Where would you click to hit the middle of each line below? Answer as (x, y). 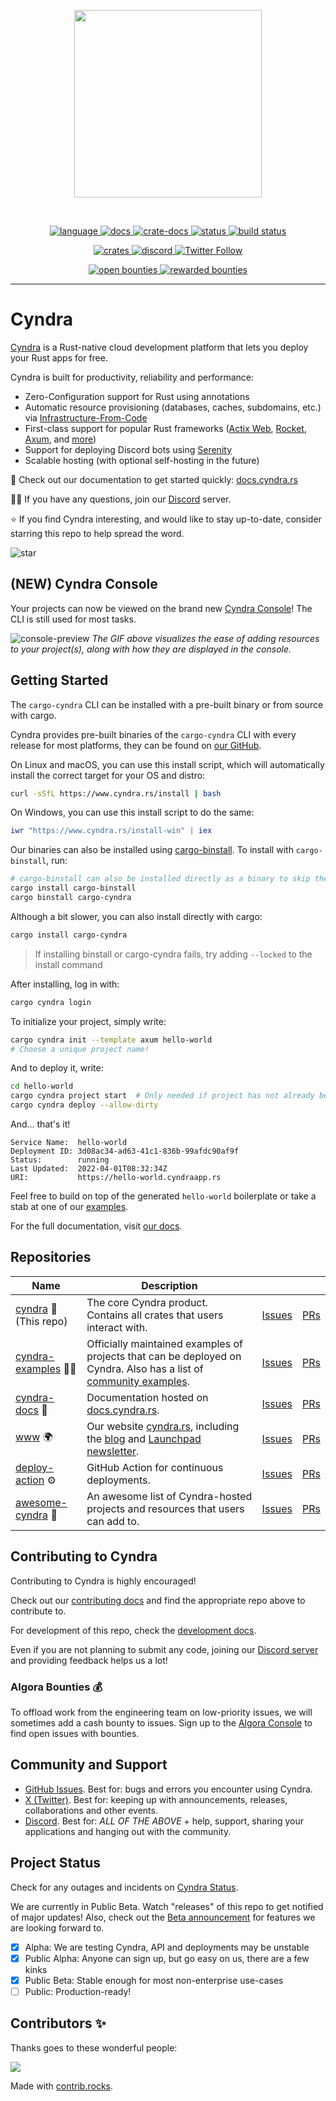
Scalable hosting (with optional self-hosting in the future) (142, 460)
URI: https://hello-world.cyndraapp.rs (116, 1178)
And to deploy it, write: (57, 1068)
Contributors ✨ (58, 2023)
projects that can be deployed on (164, 1356)
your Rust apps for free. (59, 357)
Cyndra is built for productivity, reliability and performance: (132, 377)
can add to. (113, 1521)
